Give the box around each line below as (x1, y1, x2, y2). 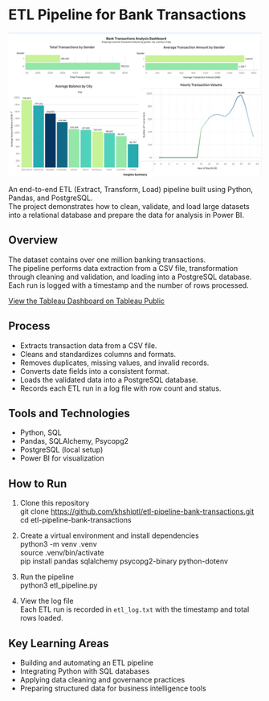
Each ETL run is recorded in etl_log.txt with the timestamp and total (19, 605, 250, 614)
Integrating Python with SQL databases (19, 666, 150, 676)
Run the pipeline (19, 572, 75, 582)
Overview (8, 233, 59, 247)
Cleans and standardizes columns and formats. (19, 349, 177, 359)
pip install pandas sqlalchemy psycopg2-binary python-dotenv (19, 556, 229, 566)
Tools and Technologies (8, 406, 131, 420)
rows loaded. (19, 613, 63, 623)
